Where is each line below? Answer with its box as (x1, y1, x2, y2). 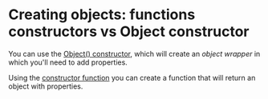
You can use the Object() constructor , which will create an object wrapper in (8, 49, 261, 58)
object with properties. (8, 81, 83, 91)
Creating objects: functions (8, 6, 196, 24)
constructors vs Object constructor (8, 22, 250, 41)
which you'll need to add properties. (8, 57, 128, 67)
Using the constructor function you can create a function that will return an (8, 73, 256, 82)
